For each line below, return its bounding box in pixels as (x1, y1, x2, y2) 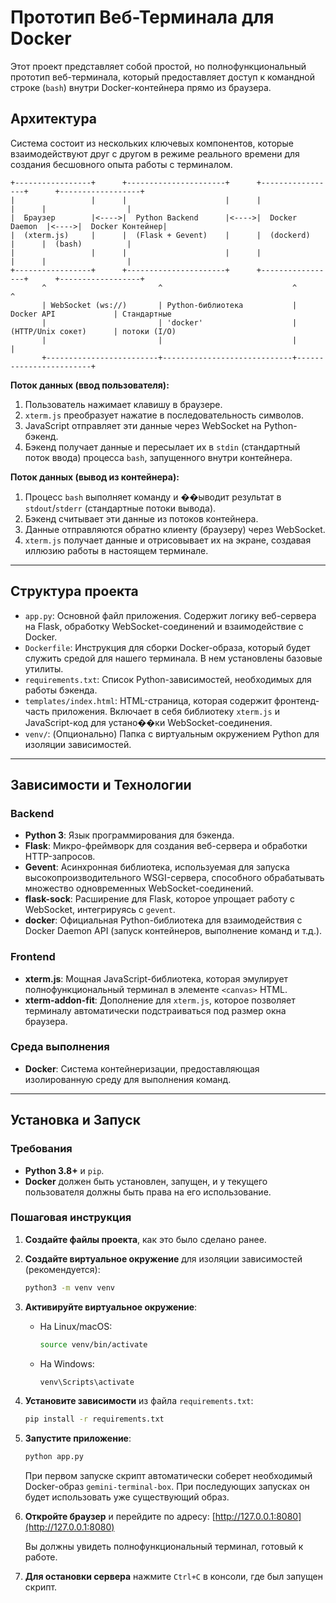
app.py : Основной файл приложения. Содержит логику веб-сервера (24, 609, 317, 621)
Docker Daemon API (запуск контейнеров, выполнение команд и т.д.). (24, 925, 323, 937)
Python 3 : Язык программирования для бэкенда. (24, 829, 235, 841)
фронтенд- (274, 694, 320, 706)
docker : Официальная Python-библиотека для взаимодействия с (24, 914, 303, 926)
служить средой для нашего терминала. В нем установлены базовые (24, 652, 323, 664)
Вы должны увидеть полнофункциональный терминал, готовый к (24, 1541, 304, 1553)
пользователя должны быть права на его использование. (24, 1186, 272, 1198)
